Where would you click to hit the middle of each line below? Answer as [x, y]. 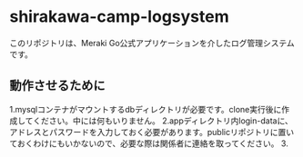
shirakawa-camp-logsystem [119, 17]
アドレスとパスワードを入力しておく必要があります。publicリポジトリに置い [151, 132]
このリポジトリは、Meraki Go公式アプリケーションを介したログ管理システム [152, 43]
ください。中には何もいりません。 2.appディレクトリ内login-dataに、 [163, 121]
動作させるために [57, 86]
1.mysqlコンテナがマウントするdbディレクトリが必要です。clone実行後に [146, 109]
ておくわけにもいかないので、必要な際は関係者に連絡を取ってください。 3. [149, 143]
